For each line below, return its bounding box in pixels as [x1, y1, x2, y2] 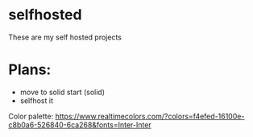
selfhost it [19, 95, 54, 106]
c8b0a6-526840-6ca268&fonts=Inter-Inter [8, 119, 151, 130]
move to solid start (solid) [19, 87, 105, 97]
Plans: [8, 60, 52, 79]
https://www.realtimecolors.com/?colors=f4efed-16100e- [55, 111, 245, 121]
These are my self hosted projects [8, 32, 122, 42]
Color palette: [8, 111, 54, 121]
